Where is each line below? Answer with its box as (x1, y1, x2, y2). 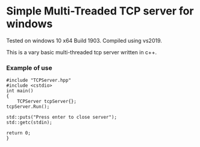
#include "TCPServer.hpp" (6, 77, 71, 84)
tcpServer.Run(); (6, 104, 50, 110)
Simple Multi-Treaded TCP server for (6, 4, 194, 18)
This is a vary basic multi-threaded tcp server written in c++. (6, 48, 157, 55)
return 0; (6, 130, 31, 136)
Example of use (6, 63, 52, 72)
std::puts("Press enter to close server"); (6, 114, 117, 120)
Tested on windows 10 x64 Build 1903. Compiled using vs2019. (6, 37, 163, 44)
